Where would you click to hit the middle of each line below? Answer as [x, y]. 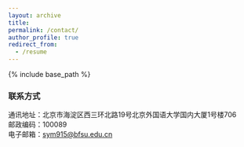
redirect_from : [33, 45]
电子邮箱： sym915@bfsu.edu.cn [60, 134]
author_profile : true [44, 37]
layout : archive [35, 15]
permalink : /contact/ [44, 30]
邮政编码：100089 [38, 125]
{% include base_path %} [49, 74]
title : [19, 23]
